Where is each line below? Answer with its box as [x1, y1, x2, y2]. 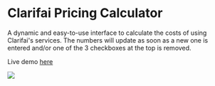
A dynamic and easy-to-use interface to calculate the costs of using [7, 28, 207, 37]
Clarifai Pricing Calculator [7, 5, 163, 21]
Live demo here [7, 57, 53, 65]
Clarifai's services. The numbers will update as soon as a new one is [7, 36, 209, 44]
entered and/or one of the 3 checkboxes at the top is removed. [7, 43, 192, 52]
